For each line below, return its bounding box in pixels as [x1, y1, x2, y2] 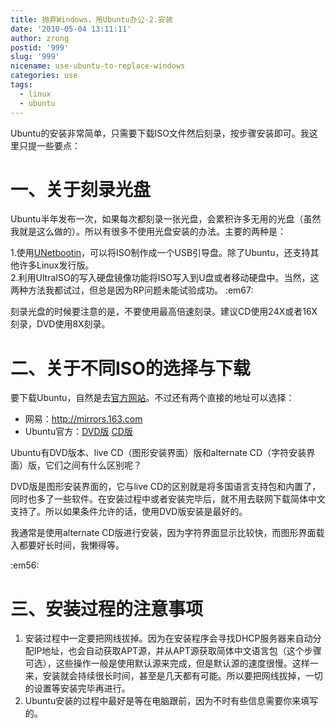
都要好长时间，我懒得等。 [18, 539, 125, 551]
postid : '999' [10, 42, 70, 53]
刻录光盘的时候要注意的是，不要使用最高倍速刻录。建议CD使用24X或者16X [10, 306, 318, 318]
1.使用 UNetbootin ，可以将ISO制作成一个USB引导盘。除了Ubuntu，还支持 [10, 247, 311, 259]
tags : [10, 80, 33, 90]
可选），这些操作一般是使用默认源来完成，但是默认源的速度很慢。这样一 [24, 657, 319, 670]
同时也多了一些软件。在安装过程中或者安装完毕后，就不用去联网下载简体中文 [10, 493, 326, 505]
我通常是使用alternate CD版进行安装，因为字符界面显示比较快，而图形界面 [10, 527, 317, 539]
